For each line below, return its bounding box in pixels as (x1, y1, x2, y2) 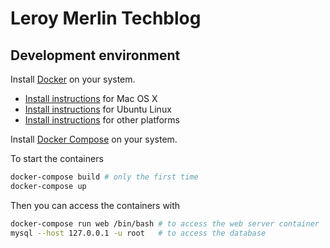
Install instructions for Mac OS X (24, 93, 158, 104)
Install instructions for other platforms (24, 114, 180, 126)
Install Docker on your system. (10, 73, 136, 85)
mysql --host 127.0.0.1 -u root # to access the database (10, 228, 267, 238)
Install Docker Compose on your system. (10, 133, 178, 145)
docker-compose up (10, 181, 87, 191)
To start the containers (10, 153, 104, 164)
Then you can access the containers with (10, 199, 181, 211)
